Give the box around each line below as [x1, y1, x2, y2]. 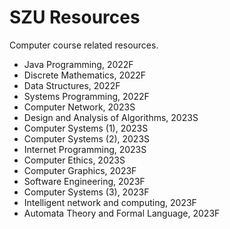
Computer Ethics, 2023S [23, 154, 126, 166]
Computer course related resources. [9, 39, 159, 51]
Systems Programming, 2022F [23, 90, 150, 102]
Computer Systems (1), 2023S [23, 122, 149, 134]
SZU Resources [9, 6, 141, 29]
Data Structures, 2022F [23, 79, 121, 91]
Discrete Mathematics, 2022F [23, 69, 147, 81]
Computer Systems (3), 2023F [23, 186, 150, 198]
